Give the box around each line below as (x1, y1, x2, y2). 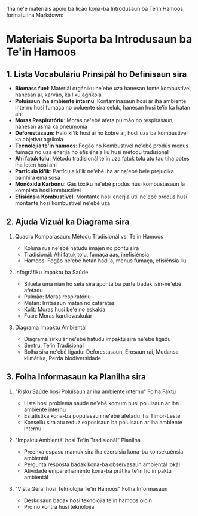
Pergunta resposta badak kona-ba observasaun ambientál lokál (23, 461, 181, 468)
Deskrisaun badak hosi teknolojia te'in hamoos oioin (23, 497, 153, 504)
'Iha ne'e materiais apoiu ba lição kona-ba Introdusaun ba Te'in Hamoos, (6, 5, 185, 12)
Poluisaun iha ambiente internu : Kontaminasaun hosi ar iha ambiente (14, 98, 187, 104)
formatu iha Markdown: (6, 11, 64, 19)
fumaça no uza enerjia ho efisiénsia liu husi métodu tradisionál (14, 149, 169, 155)
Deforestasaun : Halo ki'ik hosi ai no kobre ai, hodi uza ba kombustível (14, 129, 188, 137)
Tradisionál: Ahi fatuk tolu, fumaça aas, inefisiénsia (23, 251, 150, 258)
